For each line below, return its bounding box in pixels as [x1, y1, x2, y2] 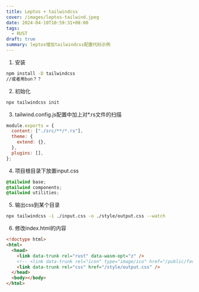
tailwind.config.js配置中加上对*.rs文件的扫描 [14, 111, 122, 118]
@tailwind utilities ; [6, 190, 60, 196]
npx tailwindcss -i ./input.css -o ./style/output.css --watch [6, 213, 166, 219]
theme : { [11, 134, 33, 140]
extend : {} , [17, 139, 46, 145]
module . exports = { [6, 123, 54, 129]
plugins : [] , [11, 150, 44, 156]
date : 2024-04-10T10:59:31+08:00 [6, 20, 89, 25]
